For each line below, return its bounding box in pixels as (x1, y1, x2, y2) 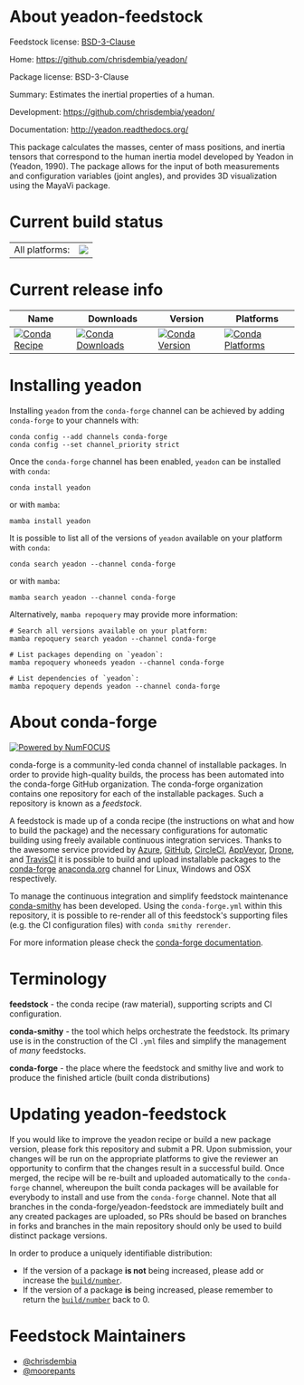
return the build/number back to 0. (22, 1294, 150, 1304)
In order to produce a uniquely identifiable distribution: (9, 1247, 213, 1258)
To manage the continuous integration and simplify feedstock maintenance (9, 890, 289, 902)
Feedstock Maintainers (9, 1325, 186, 1346)
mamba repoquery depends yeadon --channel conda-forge (9, 682, 221, 691)
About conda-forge (9, 712, 157, 732)
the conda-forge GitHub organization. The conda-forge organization (9, 778, 264, 789)
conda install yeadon (9, 482, 91, 492)
